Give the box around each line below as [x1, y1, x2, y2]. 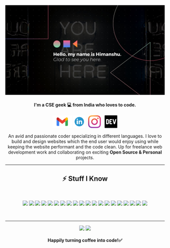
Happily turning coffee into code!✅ [48, 237, 122, 243]
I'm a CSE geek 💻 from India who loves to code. [33, 102, 137, 108]
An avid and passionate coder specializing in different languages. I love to [8, 133, 162, 139]
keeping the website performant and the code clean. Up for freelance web [7, 143, 163, 150]
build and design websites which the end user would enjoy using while [11, 138, 159, 144]
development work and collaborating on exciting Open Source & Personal [8, 149, 162, 155]
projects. [75, 154, 95, 161]
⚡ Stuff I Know [62, 174, 108, 183]
